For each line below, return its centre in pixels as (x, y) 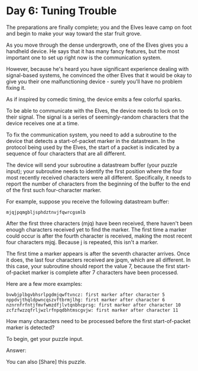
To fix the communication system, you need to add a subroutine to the (92, 135)
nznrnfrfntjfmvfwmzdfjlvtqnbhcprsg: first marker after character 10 (94, 305)
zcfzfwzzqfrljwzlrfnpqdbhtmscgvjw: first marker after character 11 (92, 310)
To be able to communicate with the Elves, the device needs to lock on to (95, 110)
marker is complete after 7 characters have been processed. (105, 272)
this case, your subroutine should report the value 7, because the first (91, 266)
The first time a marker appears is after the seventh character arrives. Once (98, 253)
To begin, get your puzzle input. (45, 339)
